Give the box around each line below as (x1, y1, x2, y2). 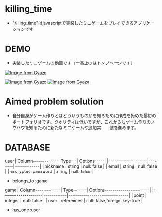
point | (133, 192, 147, 198)
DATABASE (5, 142, 50, 153)
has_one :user (12, 207, 40, 213)
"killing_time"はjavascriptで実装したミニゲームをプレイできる (12, 20, 134, 26)
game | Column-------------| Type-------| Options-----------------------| (5, 187, 151, 193)
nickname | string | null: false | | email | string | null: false (44, 163, 157, 169)
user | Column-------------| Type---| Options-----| (5, 158, 106, 164)
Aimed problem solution (5, 96, 104, 107)
